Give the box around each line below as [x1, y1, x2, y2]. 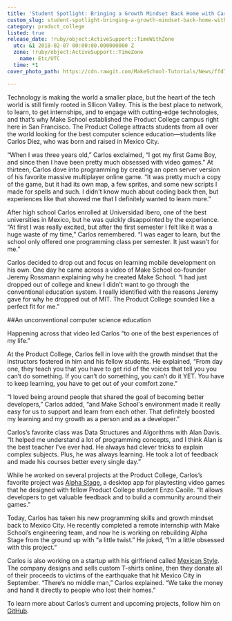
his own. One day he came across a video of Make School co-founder [7, 266, 206, 274]
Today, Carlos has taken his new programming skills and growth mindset [7, 513, 214, 522]
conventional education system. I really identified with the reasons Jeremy [7, 288, 219, 296]
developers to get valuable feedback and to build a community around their [7, 492, 222, 501]
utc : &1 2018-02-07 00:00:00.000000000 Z [13, 42, 135, 49]
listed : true [7, 29, 45, 37]
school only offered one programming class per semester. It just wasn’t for [7, 237, 220, 245]
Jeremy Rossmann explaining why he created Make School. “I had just [7, 272, 207, 281]
